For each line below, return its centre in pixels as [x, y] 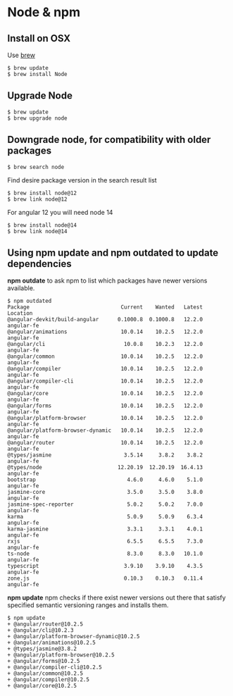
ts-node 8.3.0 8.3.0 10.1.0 [105, 554]
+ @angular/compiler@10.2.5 [49, 680]
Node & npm [44, 12]
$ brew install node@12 [42, 193]
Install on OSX [39, 38]
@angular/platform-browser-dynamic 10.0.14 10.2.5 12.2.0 [105, 430]
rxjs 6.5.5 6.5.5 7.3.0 [105, 542]
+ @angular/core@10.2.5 [42, 686]
